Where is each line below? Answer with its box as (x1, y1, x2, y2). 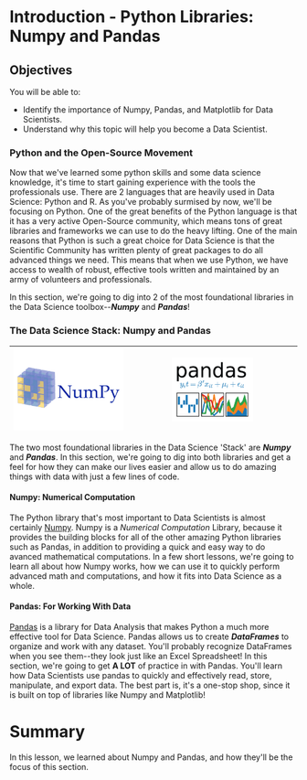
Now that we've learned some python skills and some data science (9, 167, 261, 178)
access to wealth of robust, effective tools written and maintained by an (9, 264, 280, 275)
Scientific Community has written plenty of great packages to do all (9, 245, 263, 256)
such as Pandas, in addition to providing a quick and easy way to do (9, 541, 266, 552)
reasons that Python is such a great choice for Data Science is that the (9, 235, 275, 246)
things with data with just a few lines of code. (9, 471, 180, 482)
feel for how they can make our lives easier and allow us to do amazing (9, 461, 277, 472)
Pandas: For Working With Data (9, 601, 132, 612)
